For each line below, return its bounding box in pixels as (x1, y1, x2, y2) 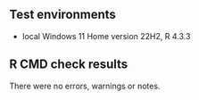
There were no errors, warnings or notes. (9, 80, 161, 91)
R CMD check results (9, 57, 129, 72)
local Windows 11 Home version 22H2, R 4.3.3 (21, 30, 191, 41)
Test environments (9, 7, 116, 22)
